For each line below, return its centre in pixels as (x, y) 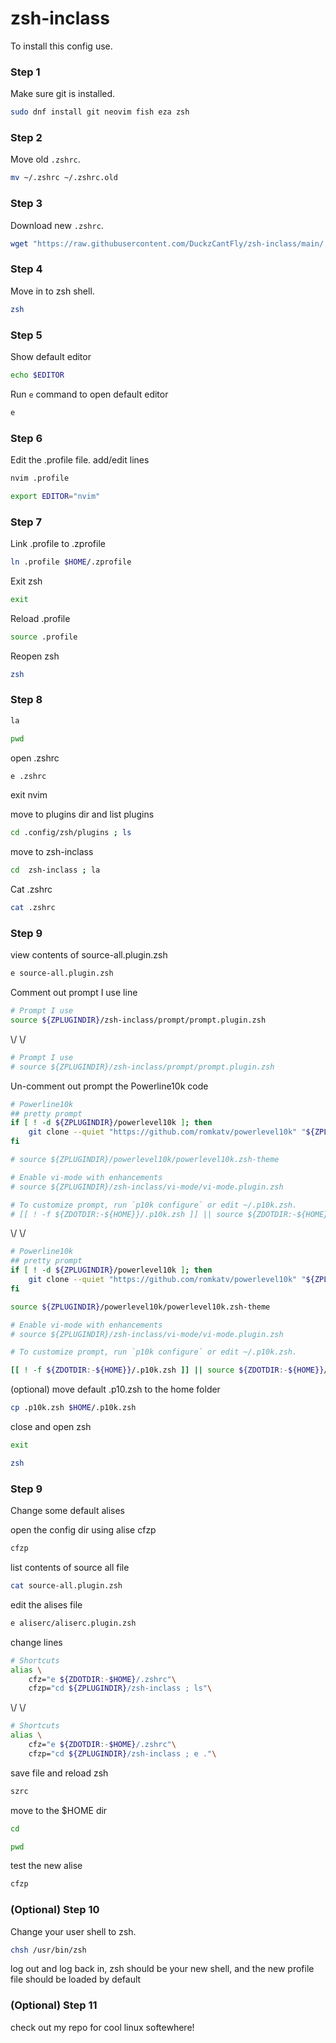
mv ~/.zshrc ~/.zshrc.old (64, 178)
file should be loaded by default (76, 1979)
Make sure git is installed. (63, 94)
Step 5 (26, 335)
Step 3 (26, 204)
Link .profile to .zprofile (58, 544)
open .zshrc (35, 758)
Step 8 (26, 700)
